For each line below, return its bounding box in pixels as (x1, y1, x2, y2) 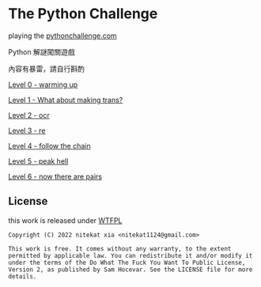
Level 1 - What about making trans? (8, 95, 123, 104)
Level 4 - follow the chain (8, 141, 91, 150)
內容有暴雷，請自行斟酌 (8, 64, 85, 74)
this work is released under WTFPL (8, 215, 123, 225)
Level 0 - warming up (8, 80, 78, 89)
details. (8, 272, 37, 281)
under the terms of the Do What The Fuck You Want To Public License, (8, 259, 246, 266)
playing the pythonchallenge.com (8, 31, 117, 40)
